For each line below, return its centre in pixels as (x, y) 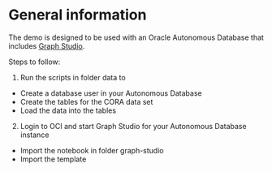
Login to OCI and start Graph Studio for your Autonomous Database (133, 126)
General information (78, 15)
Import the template (53, 159)
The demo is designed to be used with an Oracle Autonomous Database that (136, 37)
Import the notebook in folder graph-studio (92, 150)
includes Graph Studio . (47, 45)
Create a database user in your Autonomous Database (111, 93)
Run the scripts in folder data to (73, 77)
